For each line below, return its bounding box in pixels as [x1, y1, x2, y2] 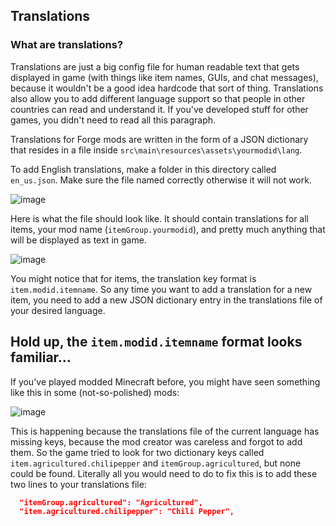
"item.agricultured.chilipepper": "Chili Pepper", [19, 507, 235, 517]
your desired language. [10, 304, 106, 316]
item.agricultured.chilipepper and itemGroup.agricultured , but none [10, 457, 302, 469]
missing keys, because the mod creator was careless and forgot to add [10, 435, 303, 448]
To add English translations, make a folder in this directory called [10, 163, 277, 175]
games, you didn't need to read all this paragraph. [10, 114, 217, 126]
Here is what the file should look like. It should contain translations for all [10, 212, 309, 224]
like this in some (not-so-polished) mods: [10, 386, 180, 398]
